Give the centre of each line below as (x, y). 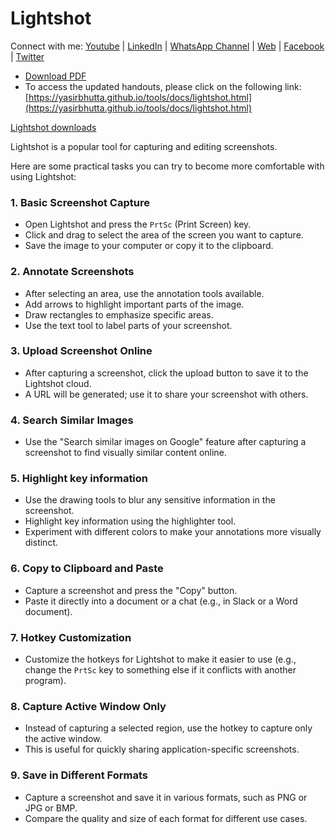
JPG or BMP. (51, 808)
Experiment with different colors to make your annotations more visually (173, 532)
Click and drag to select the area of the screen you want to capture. (164, 235)
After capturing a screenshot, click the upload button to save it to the (166, 373)
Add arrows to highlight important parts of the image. (134, 304)
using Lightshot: (43, 176)
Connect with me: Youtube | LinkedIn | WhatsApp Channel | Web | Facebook (167, 46)
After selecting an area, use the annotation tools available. (144, 293)
